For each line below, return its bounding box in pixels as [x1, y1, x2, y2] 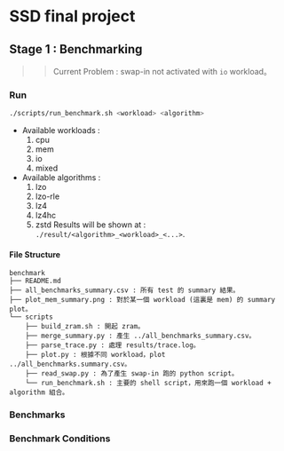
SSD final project [9, 6, 136, 27]
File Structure [9, 249, 60, 259]
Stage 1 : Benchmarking [9, 42, 143, 57]
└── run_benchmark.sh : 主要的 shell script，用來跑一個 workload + [25, 379, 272, 388]
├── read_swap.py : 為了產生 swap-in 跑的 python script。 [25, 369, 239, 378]
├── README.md [9, 277, 62, 286]
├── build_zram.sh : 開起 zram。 [25, 322, 145, 331]
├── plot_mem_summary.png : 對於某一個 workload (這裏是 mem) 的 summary [9, 296, 276, 305]
